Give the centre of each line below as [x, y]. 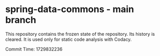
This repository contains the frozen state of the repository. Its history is [80, 34]
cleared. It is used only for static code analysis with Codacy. [68, 39]
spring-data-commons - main [70, 9]
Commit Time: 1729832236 [34, 49]
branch [21, 20]
